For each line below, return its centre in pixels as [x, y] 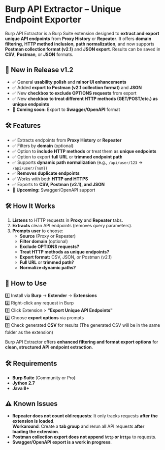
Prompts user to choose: [38, 231]
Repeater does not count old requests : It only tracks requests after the [85, 416]
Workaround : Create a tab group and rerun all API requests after [78, 426]
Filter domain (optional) [44, 242]
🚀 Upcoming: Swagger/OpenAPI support [54, 190]
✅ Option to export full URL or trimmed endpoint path [67, 156]
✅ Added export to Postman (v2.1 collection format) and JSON [77, 87]
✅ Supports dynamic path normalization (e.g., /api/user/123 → [77, 162]
